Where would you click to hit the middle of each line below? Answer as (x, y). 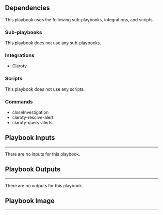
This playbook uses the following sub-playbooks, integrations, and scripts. (80, 19)
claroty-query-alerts (32, 123)
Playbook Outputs (33, 169)
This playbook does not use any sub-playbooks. (53, 43)
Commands (19, 101)
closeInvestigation (30, 112)
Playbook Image (30, 201)
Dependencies (27, 8)
